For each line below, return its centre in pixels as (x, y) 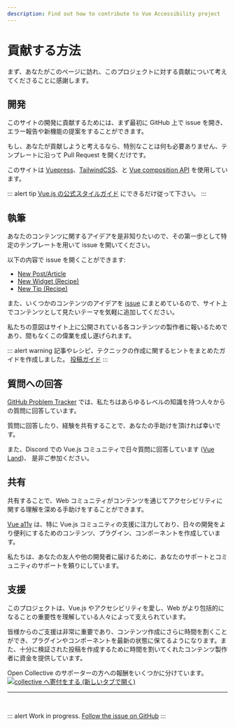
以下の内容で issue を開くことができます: (66, 260)
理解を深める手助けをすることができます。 (87, 509)
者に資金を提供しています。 (47, 658)
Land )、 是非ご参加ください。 (50, 458)
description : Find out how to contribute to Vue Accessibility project (114, 14)
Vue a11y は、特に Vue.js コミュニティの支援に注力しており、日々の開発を (114, 524)
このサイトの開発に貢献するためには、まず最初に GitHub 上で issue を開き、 (117, 123)
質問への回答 (35, 383)
